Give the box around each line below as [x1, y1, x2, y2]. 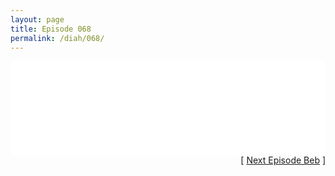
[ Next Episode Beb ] [240, 154, 326, 166]
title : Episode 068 [10, 24, 92, 34]
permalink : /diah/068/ [10, 33, 105, 43]
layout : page [10, 14, 65, 25]
